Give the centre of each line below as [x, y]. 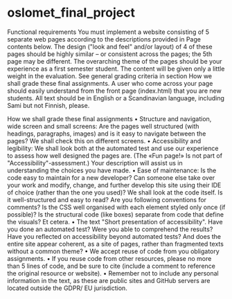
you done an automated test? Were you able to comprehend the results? [110, 229]
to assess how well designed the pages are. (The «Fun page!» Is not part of [115, 155]
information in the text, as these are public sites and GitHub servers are [109, 280]
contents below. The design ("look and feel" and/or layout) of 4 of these [110, 46]
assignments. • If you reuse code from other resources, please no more [109, 258]
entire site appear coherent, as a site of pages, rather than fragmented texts [115, 244]
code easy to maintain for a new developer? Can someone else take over [111, 177]
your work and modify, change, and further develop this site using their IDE [114, 185]
